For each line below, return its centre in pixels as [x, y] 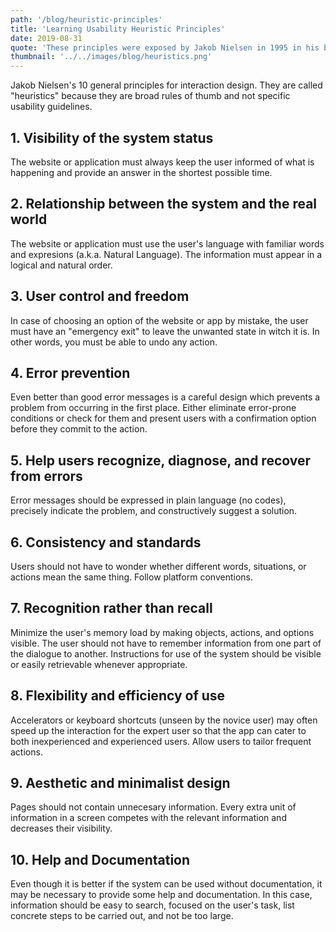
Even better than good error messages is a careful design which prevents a [165, 397]
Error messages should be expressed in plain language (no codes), [148, 500]
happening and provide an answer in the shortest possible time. [141, 172]
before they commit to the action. [79, 429]
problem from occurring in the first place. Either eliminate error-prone [153, 408]
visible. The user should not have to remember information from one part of [166, 643]
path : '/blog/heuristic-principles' [86, 19]
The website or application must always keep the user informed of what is [162, 162]
